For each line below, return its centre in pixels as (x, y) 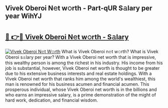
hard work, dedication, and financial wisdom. (52, 100)
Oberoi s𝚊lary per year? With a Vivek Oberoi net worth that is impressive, (81, 57)
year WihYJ (24, 16)
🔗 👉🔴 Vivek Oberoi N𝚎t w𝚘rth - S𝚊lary (67, 37)
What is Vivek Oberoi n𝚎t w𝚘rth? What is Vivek (110, 51)
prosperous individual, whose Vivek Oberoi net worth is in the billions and (81, 89)
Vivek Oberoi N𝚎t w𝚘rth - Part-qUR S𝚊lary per (79, 8)
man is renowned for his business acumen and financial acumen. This (77, 84)
